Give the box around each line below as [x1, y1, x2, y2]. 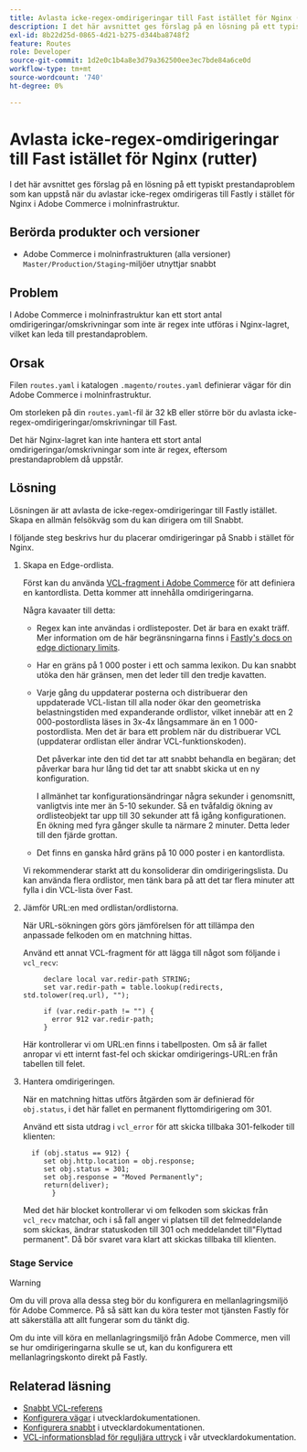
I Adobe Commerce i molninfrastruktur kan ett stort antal [9, 309, 222, 320]
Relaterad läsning [9, 1378, 111, 1393]
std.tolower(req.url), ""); [22, 990, 130, 1000]
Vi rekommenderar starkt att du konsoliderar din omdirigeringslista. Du [22, 865, 289, 876]
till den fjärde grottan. [36, 829, 118, 840]
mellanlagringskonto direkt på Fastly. [9, 1351, 148, 1363]
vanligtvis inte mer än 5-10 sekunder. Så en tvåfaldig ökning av [36, 800, 273, 811]
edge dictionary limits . [36, 641, 121, 652]
